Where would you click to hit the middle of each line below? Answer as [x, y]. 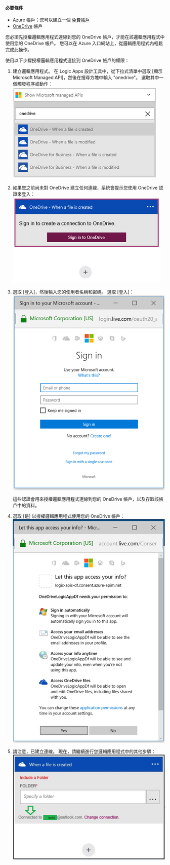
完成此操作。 [18, 50]
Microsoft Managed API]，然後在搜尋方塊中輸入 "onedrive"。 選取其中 [86, 78]
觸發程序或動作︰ [35, 84]
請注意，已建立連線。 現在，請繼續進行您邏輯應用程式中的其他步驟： [84, 751]
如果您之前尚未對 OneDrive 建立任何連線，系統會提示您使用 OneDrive [85, 188]
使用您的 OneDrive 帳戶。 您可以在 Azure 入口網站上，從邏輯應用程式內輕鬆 [84, 44]
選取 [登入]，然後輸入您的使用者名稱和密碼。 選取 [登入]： [73, 292]
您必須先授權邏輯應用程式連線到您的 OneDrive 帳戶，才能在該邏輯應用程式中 [85, 37]
